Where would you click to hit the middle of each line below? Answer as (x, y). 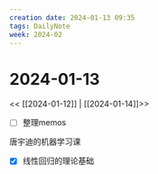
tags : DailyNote (40, 26)
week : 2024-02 (36, 34)
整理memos (44, 123)
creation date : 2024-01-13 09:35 (72, 18)
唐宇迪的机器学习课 (45, 142)
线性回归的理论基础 (58, 161)
